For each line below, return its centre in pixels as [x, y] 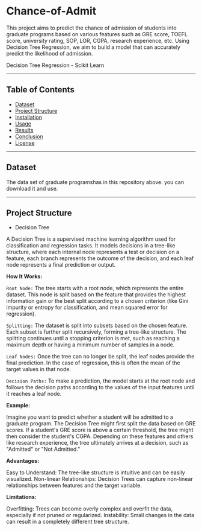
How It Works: [24, 276]
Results [24, 130]
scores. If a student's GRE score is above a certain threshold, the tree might [100, 430]
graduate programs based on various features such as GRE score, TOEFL [97, 34]
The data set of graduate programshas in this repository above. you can [95, 182]
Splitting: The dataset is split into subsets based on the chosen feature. [97, 326]
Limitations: [22, 497]
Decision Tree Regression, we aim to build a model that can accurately [93, 47]
